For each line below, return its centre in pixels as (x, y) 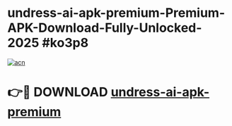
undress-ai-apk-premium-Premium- (116, 13)
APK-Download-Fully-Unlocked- (105, 28)
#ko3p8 (65, 43)
